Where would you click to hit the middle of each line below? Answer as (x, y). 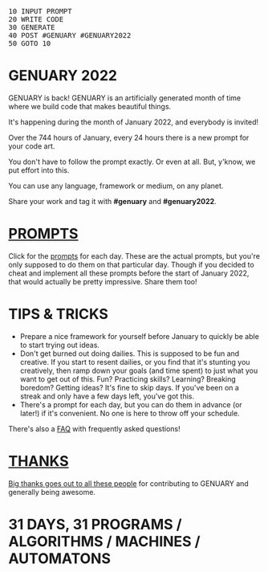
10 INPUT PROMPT (40, 11)
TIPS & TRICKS (58, 315)
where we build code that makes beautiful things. (90, 106)
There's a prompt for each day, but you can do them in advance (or (131, 404)
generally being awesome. (52, 492)
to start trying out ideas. (60, 345)
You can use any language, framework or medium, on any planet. (116, 186)
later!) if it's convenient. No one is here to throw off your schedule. (130, 413)
